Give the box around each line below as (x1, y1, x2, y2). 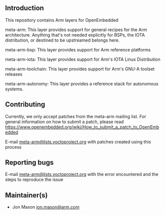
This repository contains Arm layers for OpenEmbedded (5, 17, 119, 23)
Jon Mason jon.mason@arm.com (12, 204, 80, 210)
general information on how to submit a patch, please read (5, 119, 124, 125)
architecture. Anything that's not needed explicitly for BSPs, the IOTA (5, 32, 145, 38)
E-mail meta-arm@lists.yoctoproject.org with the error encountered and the (5, 172, 159, 177)
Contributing (5, 100, 45, 109)
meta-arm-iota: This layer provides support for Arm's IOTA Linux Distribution (5, 56, 161, 62)
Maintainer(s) (5, 191, 48, 199)
